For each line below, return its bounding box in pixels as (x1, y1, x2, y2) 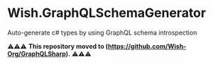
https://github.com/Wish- (107, 42, 187, 50)
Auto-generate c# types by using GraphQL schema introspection (7, 28, 197, 37)
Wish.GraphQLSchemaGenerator (7, 5, 207, 21)
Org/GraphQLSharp (7, 49, 66, 58)
